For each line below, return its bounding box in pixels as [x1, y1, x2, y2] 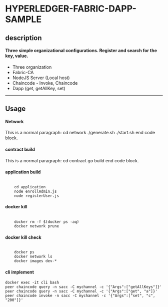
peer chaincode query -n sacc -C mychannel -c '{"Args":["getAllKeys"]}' [5, 284, 162, 289]
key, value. [5, 53, 28, 59]
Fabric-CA [12, 69, 34, 75]
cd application [14, 184, 46, 189]
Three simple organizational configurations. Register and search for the [5, 48, 157, 54]
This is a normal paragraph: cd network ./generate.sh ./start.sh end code [5, 130, 155, 136]
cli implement [5, 269, 34, 275]
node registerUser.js [14, 193, 59, 198]
